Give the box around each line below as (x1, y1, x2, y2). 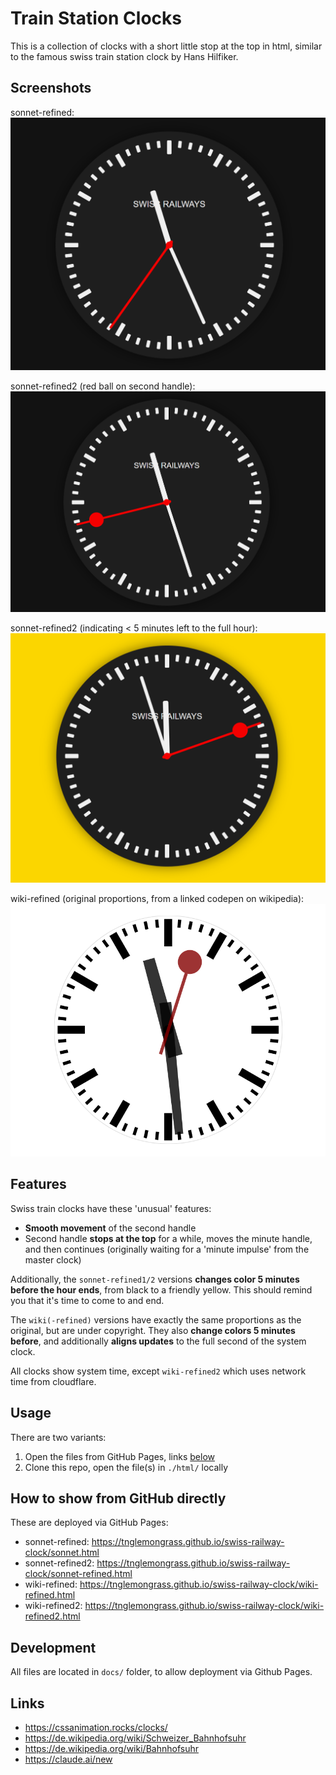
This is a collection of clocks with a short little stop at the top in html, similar (10, 40, 323, 52)
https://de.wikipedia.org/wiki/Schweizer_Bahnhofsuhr (24, 1732, 247, 1744)
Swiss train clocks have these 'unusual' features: (10, 1202, 212, 1214)
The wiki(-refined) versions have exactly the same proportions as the (10, 1313, 302, 1326)
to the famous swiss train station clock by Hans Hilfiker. (10, 50, 239, 62)
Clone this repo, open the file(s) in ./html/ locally (24, 1461, 229, 1473)
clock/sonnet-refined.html (24, 1568, 133, 1580)
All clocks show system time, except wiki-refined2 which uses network (10, 1365, 307, 1377)
